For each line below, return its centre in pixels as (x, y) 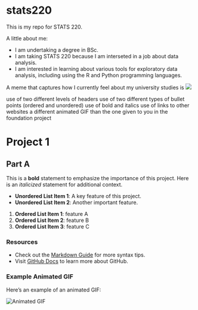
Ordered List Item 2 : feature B (52, 220)
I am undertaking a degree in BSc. (56, 50)
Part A (18, 164)
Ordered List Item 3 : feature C (52, 226)
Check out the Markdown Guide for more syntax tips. (80, 255)
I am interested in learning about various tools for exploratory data (96, 68)
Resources (22, 242)
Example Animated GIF (40, 277)
